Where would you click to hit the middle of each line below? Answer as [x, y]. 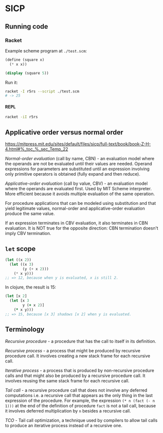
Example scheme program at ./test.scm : [46, 51]
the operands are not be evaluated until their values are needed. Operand [79, 164]
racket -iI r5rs [21, 117]
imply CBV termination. [28, 234]
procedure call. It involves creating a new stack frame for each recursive [78, 356]
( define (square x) [25, 60]
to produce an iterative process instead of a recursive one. [64, 425]
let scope [20, 249]
